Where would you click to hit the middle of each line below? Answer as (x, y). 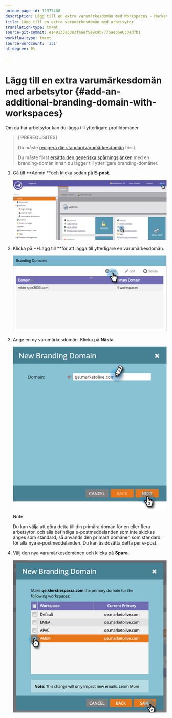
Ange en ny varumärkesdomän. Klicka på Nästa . (64, 339)
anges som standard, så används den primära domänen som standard (87, 537)
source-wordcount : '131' (32, 44)
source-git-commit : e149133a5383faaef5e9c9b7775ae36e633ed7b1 (73, 33)
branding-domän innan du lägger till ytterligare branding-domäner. (88, 163)
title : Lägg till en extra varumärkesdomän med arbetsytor (70, 22)
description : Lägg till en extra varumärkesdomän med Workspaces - (79, 16)
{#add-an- (98, 91)
